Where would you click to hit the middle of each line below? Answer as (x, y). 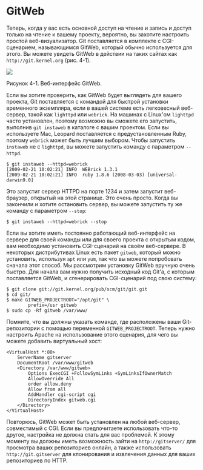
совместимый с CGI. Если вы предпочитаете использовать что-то (92, 428)
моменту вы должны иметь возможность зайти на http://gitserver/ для (101, 441)
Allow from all (47, 389)
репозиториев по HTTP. (37, 460)
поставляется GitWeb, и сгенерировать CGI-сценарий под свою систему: (101, 278)
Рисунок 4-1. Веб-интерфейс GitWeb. (54, 83)
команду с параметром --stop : (46, 210)
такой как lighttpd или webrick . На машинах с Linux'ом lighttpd (111, 114)
